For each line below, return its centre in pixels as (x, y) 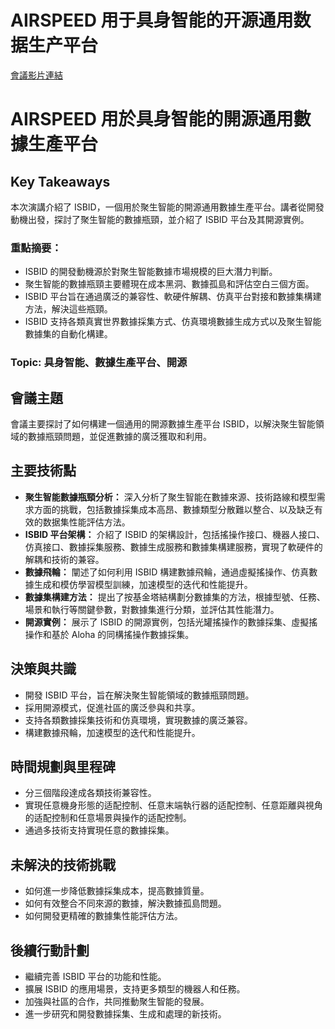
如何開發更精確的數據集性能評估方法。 (103, 916)
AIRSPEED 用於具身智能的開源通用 (152, 119)
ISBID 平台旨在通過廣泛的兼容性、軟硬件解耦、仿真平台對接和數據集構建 (173, 297)
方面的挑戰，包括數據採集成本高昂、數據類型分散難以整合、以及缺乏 (174, 509)
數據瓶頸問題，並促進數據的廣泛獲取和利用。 (119, 436)
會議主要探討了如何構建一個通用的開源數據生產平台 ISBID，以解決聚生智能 (163, 423)
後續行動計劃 (50, 950)
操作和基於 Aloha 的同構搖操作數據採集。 (109, 634)
